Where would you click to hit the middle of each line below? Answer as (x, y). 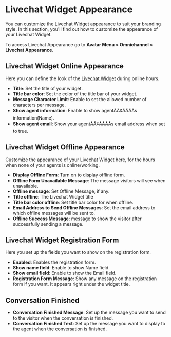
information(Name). (33, 118)
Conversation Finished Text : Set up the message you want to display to (89, 324)
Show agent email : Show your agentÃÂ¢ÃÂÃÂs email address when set (89, 124)
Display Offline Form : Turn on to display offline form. (69, 175)
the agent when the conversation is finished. (60, 329)
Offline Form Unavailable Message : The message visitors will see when (89, 180)
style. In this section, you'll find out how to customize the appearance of (82, 29)
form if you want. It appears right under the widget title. (71, 284)
